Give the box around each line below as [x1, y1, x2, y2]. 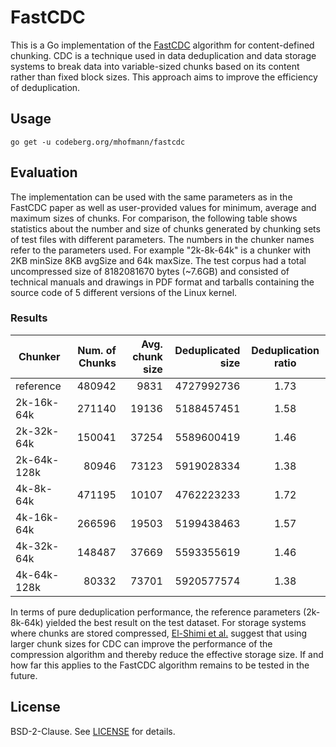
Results [10, 311, 48, 325]
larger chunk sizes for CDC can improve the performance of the [10, 637, 273, 650]
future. [10, 669, 38, 681]
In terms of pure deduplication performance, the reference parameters [10, 606, 302, 618]
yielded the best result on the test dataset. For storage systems [45, 616, 307, 628]
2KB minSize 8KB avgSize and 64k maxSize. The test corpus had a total [10, 254, 307, 266]
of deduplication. [10, 81, 81, 93]
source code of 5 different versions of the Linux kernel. [10, 286, 238, 298]
